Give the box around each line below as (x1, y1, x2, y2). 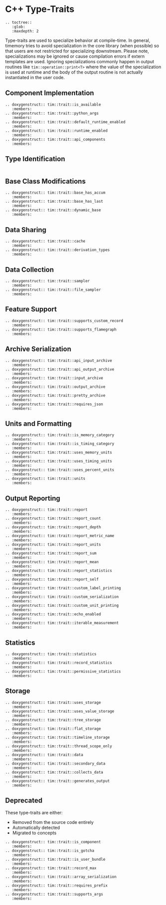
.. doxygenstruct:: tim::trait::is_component (5, 839, 101, 844)
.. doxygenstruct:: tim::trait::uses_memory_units (5, 450, 112, 455)
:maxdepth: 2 (11, 28, 39, 33)
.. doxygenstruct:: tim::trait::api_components (5, 137, 106, 142)
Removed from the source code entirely (12, 819, 94, 825)
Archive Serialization (5, 345, 72, 353)
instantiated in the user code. (5, 74, 65, 80)
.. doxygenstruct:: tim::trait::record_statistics (5, 661, 112, 666)
